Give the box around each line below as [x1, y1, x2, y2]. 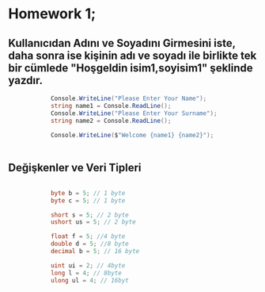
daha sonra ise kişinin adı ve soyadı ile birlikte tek [8, 48, 257, 62]
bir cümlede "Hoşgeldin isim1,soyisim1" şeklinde [8, 61, 253, 75]
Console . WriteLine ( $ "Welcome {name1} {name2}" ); [50, 132, 214, 140]
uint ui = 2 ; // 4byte [50, 261, 126, 270]
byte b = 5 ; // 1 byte [50, 189, 126, 197]
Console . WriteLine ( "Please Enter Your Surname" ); [50, 109, 218, 117]
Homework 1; [8, 5, 97, 23]
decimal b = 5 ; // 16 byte [50, 248, 140, 255]
